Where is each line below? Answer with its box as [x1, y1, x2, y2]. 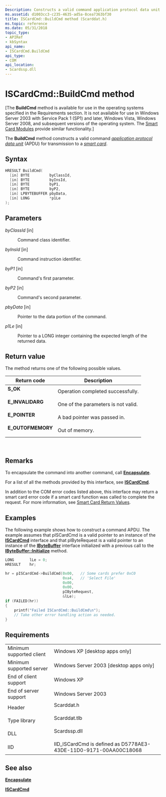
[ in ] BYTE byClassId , [9, 173, 72, 178]
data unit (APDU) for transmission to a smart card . [5, 141, 108, 147]
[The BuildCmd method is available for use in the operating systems [5, 104, 144, 110]
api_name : [5, 44, 26, 49]
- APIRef [5, 35, 23, 40]
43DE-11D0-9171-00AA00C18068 [53, 747, 142, 754]
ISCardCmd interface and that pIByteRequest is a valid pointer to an [5, 538, 144, 543]
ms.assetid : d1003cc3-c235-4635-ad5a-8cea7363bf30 [5, 12, 112, 17]
